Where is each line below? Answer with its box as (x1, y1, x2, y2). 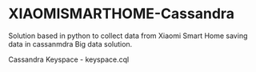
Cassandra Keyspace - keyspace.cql (8, 55, 130, 64)
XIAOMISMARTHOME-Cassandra (8, 5, 234, 23)
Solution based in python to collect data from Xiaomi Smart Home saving (8, 31, 248, 40)
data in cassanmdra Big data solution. (8, 39, 133, 48)
